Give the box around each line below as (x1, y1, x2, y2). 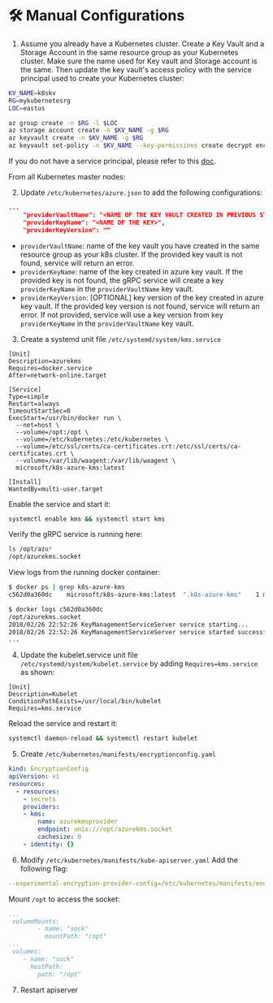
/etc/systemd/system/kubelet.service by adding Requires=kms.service (19, 659, 258, 668)
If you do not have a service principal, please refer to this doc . (8, 156, 217, 166)
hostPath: (29, 962, 63, 971)
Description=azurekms (8, 357, 82, 365)
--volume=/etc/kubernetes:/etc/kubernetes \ (15, 435, 169, 443)
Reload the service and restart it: (8, 719, 118, 728)
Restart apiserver (19, 984, 79, 995)
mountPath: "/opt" (44, 932, 107, 940)
